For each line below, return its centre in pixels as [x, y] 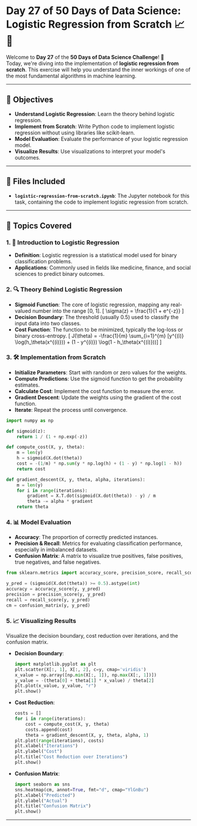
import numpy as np [30, 421]
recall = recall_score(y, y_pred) [48, 600]
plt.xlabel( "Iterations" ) [46, 746]
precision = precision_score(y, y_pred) [56, 595]
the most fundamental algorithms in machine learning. [71, 76]
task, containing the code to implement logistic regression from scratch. [101, 202]
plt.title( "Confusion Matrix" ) [53, 806]
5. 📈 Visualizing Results [41, 621]
